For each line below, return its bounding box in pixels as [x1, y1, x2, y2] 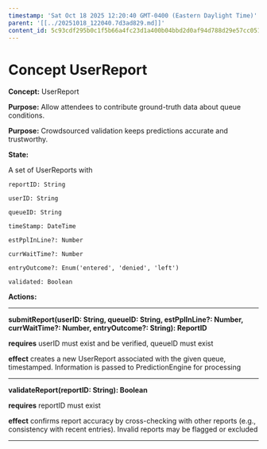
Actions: [8, 292, 37, 302]
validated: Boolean [8, 278, 73, 286]
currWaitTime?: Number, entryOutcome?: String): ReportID [8, 323, 207, 333]
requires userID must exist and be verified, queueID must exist [8, 339, 214, 348]
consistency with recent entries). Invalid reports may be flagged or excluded [8, 424, 258, 434]
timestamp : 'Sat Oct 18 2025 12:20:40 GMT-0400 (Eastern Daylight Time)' [8, 11, 258, 20]
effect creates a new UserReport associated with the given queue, [8, 354, 226, 364]
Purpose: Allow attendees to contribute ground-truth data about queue [8, 103, 241, 112]
